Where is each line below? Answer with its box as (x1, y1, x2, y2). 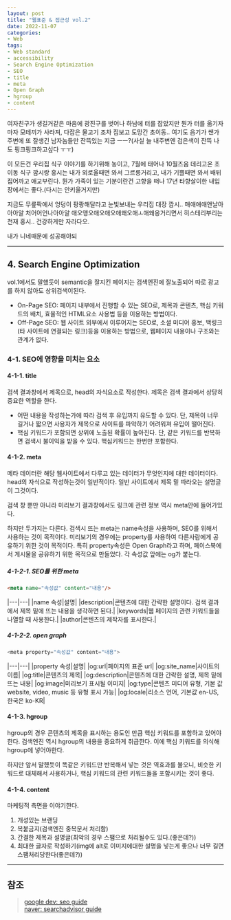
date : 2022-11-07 (7, 23, 57, 30)
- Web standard (7, 49, 51, 56)
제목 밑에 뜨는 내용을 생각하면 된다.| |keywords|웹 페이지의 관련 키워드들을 (19, 606, 220, 615)
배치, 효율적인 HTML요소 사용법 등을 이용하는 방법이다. (30, 309, 177, 318)
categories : (7, 29, 41, 36)
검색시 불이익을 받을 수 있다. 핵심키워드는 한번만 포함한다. (24, 437, 179, 445)
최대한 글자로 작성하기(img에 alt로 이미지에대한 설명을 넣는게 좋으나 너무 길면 (16, 842, 224, 850)
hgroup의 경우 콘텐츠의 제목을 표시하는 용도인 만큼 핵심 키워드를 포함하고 (7, 728, 204, 736)
